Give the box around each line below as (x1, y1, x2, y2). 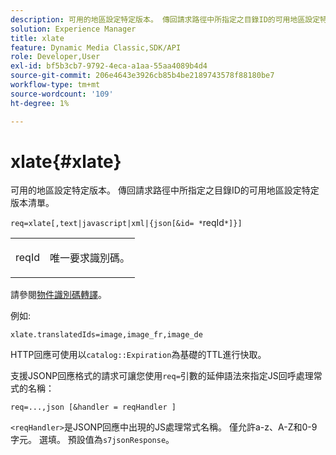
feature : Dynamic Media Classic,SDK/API (10, 42, 182, 53)
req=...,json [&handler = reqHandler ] (10, 402, 177, 413)
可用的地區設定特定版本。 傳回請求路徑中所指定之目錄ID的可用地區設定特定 (10, 184, 320, 196)
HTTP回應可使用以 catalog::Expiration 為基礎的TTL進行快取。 (10, 349, 267, 361)
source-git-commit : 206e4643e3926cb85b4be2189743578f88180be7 (10, 71, 275, 81)
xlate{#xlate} (10, 150, 122, 173)
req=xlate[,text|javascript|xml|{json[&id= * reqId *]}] (10, 217, 243, 229)
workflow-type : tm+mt (10, 80, 101, 90)
